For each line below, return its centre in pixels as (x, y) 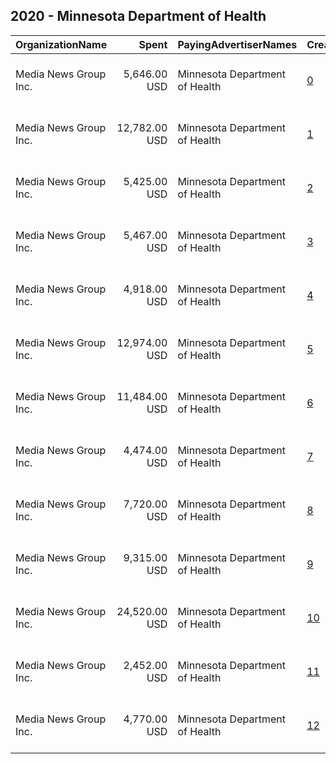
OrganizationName (61, 44)
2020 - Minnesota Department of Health (138, 16)
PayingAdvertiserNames (237, 44)
